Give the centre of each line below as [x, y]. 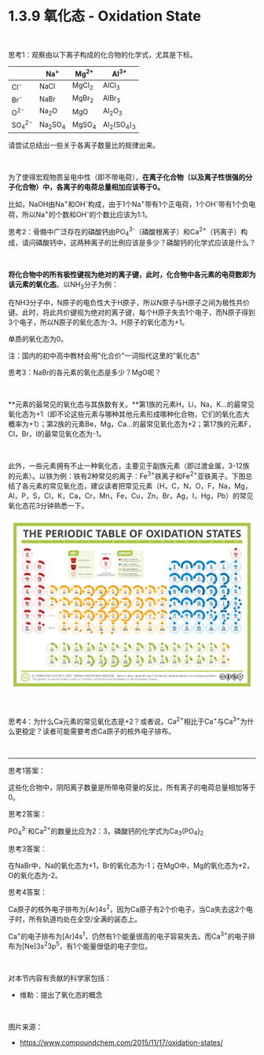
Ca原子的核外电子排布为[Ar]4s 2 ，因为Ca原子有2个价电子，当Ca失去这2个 [127, 908]
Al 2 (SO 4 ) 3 [119, 125]
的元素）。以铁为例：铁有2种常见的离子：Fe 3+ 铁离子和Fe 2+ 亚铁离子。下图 [127, 475]
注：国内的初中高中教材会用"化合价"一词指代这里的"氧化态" [104, 356]
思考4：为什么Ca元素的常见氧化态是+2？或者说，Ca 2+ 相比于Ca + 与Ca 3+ [125, 721]
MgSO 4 [84, 125]
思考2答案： [27, 813]
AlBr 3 [112, 99]
